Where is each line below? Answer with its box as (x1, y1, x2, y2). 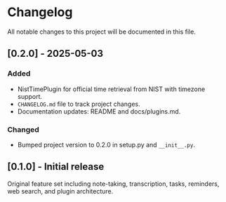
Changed (7, 124, 40, 134)
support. (17, 92, 43, 100)
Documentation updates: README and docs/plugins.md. (17, 107, 181, 116)
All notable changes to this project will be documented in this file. (7, 27, 197, 36)
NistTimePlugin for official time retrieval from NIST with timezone (17, 85, 206, 93)
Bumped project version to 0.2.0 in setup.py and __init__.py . (17, 140, 195, 149)
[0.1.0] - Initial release (7, 161, 105, 173)
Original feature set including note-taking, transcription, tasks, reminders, (7, 180, 220, 188)
